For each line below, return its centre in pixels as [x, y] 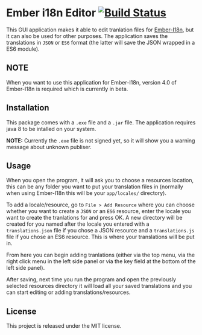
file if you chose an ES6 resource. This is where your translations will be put [100, 237]
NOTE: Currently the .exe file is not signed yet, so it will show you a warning [101, 140]
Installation [28, 108]
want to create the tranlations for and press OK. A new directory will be [94, 218]
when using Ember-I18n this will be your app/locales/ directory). [87, 193]
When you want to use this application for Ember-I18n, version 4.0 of [91, 82]
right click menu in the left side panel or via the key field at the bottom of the [101, 261]
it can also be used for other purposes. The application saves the [87, 36]
